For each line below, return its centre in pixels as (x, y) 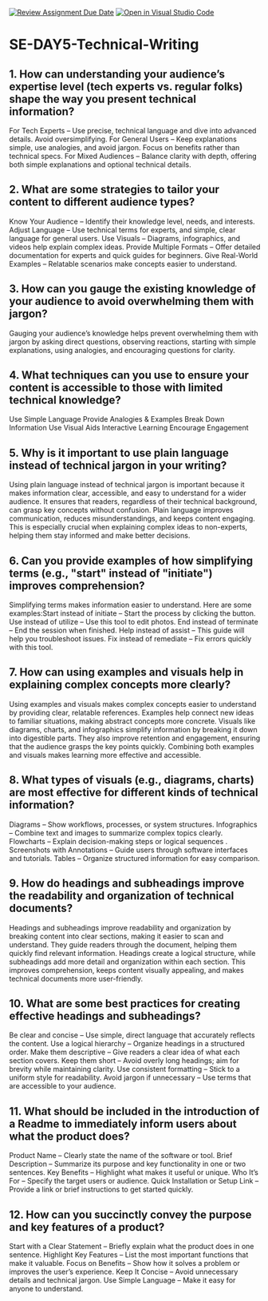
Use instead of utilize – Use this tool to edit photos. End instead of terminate (134, 622)
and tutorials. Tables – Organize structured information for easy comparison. (134, 858)
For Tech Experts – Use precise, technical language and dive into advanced (133, 131)
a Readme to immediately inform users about (123, 1123)
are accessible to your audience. (63, 1086)
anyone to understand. (46, 1288)
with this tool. (31, 648)
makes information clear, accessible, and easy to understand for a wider (128, 493)
